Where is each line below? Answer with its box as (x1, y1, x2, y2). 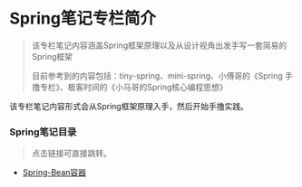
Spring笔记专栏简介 (9, 8, 157, 29)
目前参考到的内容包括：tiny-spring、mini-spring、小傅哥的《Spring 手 (31, 70, 293, 81)
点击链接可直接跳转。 (31, 148, 112, 159)
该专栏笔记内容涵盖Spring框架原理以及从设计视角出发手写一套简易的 (31, 40, 287, 51)
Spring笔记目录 (9, 126, 77, 138)
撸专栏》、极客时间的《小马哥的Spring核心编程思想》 (31, 81, 229, 92)
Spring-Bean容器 (22, 167, 87, 178)
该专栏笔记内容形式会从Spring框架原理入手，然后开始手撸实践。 (9, 100, 249, 111)
